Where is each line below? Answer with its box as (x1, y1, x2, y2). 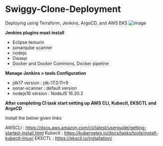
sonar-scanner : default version (12, 85, 77, 91)
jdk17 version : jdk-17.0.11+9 (12, 80, 69, 86)
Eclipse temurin (12, 39, 45, 45)
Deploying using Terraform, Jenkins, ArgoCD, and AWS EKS (5, 20, 128, 26)
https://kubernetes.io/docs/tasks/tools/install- (64, 130, 158, 136)
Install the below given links (5, 115, 62, 121)
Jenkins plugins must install (5, 29, 65, 35)
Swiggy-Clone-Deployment (5, 3, 121, 15)
